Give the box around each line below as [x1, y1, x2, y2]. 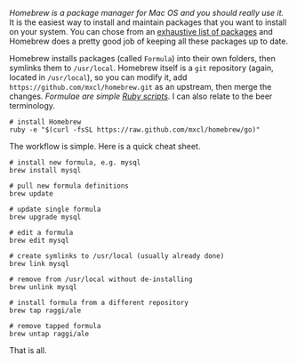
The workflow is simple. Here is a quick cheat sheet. [9, 141, 201, 151]
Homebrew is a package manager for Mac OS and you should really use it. [9, 8, 285, 18]
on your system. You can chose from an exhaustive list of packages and [9, 27, 273, 36]
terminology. [9, 101, 56, 110]
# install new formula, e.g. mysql [9, 158, 141, 167]
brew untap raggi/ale [9, 329, 90, 338]
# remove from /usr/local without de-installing [9, 275, 193, 284]
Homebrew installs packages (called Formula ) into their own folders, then [9, 53, 276, 63]
